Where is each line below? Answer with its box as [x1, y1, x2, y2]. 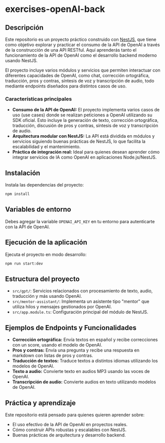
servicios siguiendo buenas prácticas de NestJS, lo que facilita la [12, 138, 146, 145]
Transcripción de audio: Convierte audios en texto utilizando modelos [12, 379, 156, 385]
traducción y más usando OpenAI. [12, 293, 82, 299]
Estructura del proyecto [5, 274, 80, 283]
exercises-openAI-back [5, 3, 106, 15]
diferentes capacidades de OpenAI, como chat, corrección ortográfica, [5, 73, 150, 78]
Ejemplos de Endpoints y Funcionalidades [5, 323, 137, 332]
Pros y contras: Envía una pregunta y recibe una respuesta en [12, 347, 140, 354]
